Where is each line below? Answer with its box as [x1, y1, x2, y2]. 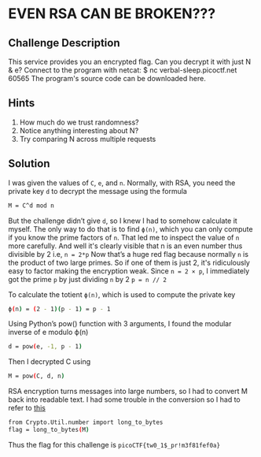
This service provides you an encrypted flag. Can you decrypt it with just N [8, 57, 252, 66]
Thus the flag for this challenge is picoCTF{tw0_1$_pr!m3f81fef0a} [8, 440, 221, 449]
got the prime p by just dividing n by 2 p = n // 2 [8, 274, 167, 284]
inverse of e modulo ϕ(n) [8, 328, 89, 337]
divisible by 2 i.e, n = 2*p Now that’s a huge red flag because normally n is [8, 249, 249, 258]
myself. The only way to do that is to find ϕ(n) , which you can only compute [8, 224, 253, 233]
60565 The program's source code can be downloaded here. [8, 74, 206, 83]
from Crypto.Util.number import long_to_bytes [8, 418, 164, 426]
